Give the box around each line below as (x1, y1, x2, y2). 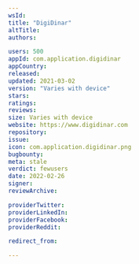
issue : (8, 136, 30, 143)
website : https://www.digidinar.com (8, 121, 128, 129)
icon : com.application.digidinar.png (8, 143, 132, 151)
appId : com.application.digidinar (8, 55, 122, 63)
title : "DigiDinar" (8, 19, 72, 27)
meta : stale (8, 158, 47, 165)
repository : (8, 128, 47, 136)
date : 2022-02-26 (8, 173, 65, 180)
